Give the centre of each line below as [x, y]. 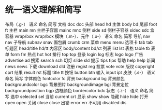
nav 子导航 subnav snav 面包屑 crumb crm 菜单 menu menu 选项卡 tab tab [79, 42]
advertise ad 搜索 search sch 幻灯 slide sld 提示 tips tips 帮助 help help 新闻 [80, 60]
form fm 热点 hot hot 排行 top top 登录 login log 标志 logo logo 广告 [77, 54]
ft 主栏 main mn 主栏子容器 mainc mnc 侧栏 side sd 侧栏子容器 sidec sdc [77, 30]
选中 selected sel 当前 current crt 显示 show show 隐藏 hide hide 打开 [79, 96]
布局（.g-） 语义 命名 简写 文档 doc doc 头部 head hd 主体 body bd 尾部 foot [81, 24]
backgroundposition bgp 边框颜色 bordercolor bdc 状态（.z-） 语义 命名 [77, 90]
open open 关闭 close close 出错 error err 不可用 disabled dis [66, 102]
